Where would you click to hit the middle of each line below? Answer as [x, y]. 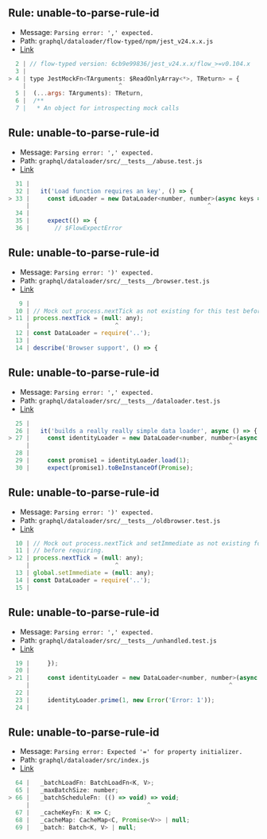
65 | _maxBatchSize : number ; [67, 790]
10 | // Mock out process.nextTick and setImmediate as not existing [133, 543]
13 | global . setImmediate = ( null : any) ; [85, 573]
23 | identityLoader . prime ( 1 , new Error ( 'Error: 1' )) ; [115, 700]
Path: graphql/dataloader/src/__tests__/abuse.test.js [111, 160]
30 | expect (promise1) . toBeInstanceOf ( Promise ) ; [104, 468]
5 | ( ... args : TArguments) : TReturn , [80, 94]
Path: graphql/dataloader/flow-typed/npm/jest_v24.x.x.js [116, 41]
